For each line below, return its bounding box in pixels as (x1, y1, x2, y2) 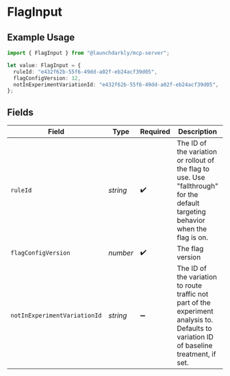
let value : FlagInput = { (7, 62, 81, 69)
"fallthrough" (177, 181, 219, 191)
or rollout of (177, 156, 214, 165)
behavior (177, 215, 205, 225)
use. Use (177, 173, 205, 183)
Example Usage (7, 32, 75, 43)
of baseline (177, 341, 213, 351)
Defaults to (177, 324, 212, 333)
